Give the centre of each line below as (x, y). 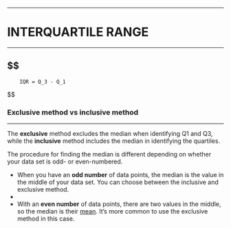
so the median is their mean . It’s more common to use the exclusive (112, 212)
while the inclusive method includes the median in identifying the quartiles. (114, 141)
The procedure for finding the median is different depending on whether (109, 155)
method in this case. (46, 219)
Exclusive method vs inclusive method (73, 112)
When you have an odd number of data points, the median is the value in (120, 175)
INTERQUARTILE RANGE (78, 32)
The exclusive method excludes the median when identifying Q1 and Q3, (110, 134)
